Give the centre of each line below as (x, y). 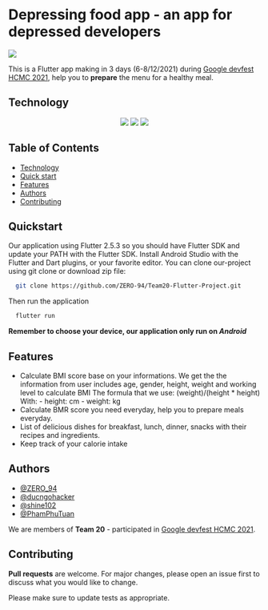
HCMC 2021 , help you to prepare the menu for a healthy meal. (111, 77)
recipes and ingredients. (60, 435)
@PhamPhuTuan (47, 513)
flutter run (36, 316)
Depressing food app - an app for (120, 15)
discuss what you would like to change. (73, 582)
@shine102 (38, 505)
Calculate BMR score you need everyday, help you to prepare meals (132, 409)
